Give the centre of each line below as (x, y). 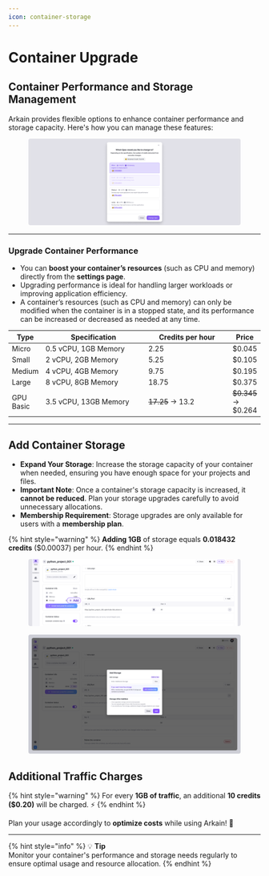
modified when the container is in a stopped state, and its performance (137, 311)
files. (28, 481)
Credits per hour (187, 337)
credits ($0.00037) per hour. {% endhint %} (81, 548)
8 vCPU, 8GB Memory (82, 382)
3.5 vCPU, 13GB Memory (87, 402)
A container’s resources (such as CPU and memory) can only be (126, 302)
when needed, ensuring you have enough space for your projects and (135, 473)
